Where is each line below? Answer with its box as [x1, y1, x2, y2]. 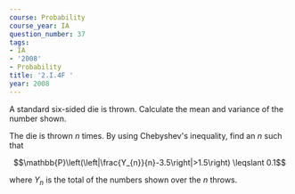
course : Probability [9, 12, 86, 22]
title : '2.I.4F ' [9, 71, 74, 80]
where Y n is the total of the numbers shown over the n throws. [9, 174, 238, 187]
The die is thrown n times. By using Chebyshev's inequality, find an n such [9, 130, 283, 141]
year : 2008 [9, 79, 50, 88]
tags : [9, 37, 29, 47]
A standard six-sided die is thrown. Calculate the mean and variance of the [9, 103, 283, 114]
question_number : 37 [9, 29, 86, 38]
